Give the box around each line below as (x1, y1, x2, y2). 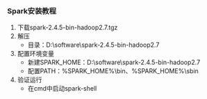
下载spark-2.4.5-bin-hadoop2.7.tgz (17, 23, 118, 32)
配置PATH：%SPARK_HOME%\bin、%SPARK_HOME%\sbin (27, 67, 199, 75)
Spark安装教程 (7, 6, 57, 15)
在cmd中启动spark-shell (27, 84, 97, 93)
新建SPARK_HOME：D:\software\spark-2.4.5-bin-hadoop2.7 (27, 58, 201, 67)
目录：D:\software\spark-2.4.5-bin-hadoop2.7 (27, 40, 160, 49)
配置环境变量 (17, 49, 54, 58)
